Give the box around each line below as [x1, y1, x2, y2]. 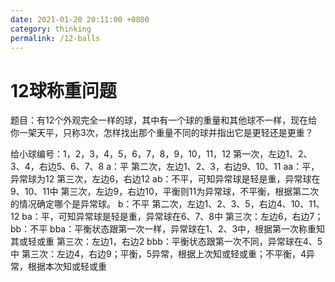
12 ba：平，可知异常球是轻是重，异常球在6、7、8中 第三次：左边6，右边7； [10, 211, 324, 223]
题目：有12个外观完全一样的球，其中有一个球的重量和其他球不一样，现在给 [10, 114, 318, 126]
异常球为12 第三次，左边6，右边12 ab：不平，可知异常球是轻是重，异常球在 [10, 173, 321, 185]
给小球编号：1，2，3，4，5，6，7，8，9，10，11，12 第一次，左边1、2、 [10, 148, 313, 160]
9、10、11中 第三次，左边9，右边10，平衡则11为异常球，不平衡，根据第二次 [10, 186, 320, 198]
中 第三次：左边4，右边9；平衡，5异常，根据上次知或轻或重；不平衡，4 [10, 248, 307, 260]
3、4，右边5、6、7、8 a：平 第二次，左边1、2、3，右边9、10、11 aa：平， [10, 161, 320, 173]
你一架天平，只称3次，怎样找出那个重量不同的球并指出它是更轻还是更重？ [10, 127, 314, 139]
